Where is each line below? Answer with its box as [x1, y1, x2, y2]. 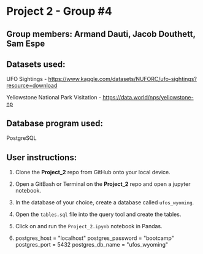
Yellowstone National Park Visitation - [6, 94, 102, 101]
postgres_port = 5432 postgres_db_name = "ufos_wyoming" [15, 241, 169, 248]
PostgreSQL [6, 134, 37, 142]
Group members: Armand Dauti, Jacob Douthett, [6, 29, 196, 39]
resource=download [6, 82, 58, 90]
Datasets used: [6, 59, 66, 69]
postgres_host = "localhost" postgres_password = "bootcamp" [15, 234, 175, 242]
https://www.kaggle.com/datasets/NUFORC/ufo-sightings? [48, 75, 197, 83]
